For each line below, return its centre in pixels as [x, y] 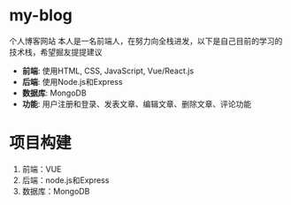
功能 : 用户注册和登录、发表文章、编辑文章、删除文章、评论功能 [137, 103]
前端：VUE [42, 169]
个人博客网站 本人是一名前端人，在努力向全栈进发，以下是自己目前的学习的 [146, 41]
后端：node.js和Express [65, 180]
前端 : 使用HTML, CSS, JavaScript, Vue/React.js [108, 71]
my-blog [41, 15]
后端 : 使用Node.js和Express [72, 81]
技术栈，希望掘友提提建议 [56, 52]
